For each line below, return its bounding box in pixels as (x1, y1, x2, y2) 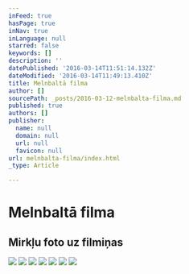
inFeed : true (8, 11, 52, 20)
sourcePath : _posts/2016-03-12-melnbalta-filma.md (8, 94, 182, 102)
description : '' (8, 57, 63, 65)
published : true (8, 102, 63, 110)
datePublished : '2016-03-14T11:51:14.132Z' (8, 64, 157, 73)
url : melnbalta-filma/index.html (8, 154, 121, 162)
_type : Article (8, 162, 60, 170)
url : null (15, 139, 48, 147)
